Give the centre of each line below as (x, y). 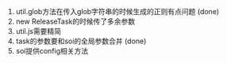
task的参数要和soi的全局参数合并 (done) (81, 41)
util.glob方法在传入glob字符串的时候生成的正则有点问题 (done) (117, 11)
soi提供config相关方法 (52, 51)
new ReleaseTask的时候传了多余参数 (75, 21)
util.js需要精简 (38, 31)
